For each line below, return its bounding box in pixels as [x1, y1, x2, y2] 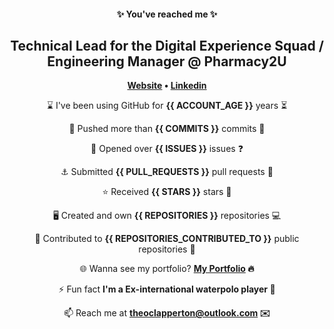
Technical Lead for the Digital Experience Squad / [10, 37, 324, 54]
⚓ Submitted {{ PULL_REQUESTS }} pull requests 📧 [60, 166, 274, 178]
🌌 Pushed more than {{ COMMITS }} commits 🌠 [68, 123, 266, 135]
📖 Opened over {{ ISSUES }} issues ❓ [90, 143, 244, 155]
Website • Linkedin [127, 80, 207, 92]
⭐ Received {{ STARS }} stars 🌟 [102, 186, 232, 198]
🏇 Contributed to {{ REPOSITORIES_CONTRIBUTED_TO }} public [34, 233, 300, 245]
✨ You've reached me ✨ [116, 8, 218, 20]
